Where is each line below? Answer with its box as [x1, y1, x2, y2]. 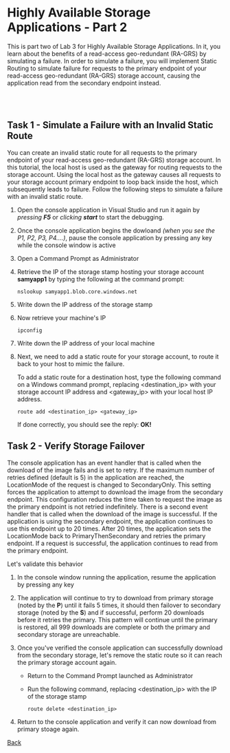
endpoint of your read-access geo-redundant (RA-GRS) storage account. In [7, 156, 221, 164]
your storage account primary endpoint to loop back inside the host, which [7, 178, 218, 186]
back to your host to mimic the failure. [16, 359, 125, 368]
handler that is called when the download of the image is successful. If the [7, 509, 218, 518]
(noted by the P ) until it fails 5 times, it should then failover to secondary [16, 601, 221, 609]
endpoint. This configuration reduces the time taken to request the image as [7, 495, 222, 503]
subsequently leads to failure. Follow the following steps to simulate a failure [7, 184, 223, 193]
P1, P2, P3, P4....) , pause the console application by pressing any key [16, 233, 213, 242]
